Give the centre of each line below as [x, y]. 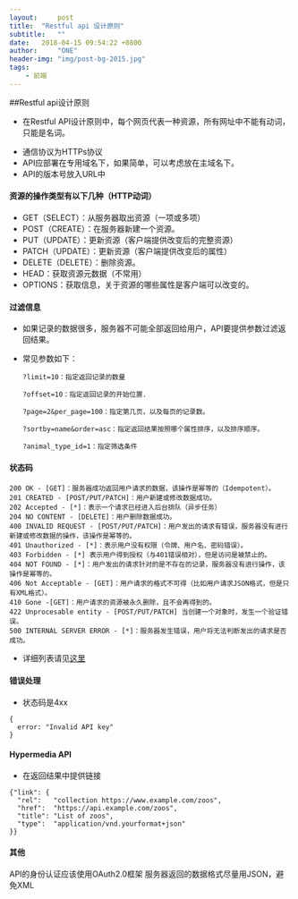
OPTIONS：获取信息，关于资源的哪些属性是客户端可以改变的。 [138, 284]
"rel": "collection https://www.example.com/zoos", [119, 800]
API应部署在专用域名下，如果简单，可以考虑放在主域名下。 [131, 163]
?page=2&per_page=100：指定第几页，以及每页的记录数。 [116, 412]
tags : [19, 68]
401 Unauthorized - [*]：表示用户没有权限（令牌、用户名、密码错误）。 [128, 546]
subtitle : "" [38, 34]
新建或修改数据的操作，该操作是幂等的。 [72, 536]
